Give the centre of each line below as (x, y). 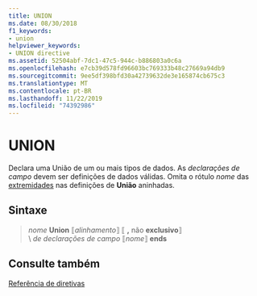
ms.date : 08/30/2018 (43, 23)
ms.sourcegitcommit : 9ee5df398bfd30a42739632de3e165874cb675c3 (117, 76)
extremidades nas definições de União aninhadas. (91, 186)
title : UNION (30, 16)
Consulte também (54, 264)
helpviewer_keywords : (45, 46)
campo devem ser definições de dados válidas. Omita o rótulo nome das (129, 177)
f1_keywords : (30, 31)
